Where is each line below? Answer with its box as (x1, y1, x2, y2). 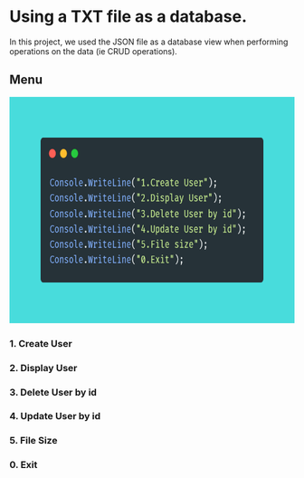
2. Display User (9, 361, 78, 374)
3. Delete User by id (9, 386, 98, 398)
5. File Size (9, 435, 58, 447)
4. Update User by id (9, 410, 101, 423)
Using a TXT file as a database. (9, 6, 247, 27)
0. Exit (9, 459, 38, 472)
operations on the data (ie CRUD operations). (9, 45, 178, 56)
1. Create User (9, 337, 72, 349)
